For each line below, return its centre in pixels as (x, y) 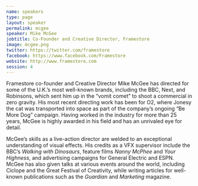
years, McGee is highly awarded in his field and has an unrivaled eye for (94, 121)
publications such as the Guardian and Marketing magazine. (97, 177)
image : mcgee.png (28, 45)
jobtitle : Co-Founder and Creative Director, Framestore (78, 39)
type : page (20, 17)
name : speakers (25, 12)
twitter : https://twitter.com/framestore (58, 50)
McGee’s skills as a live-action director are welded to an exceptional (89, 139)
